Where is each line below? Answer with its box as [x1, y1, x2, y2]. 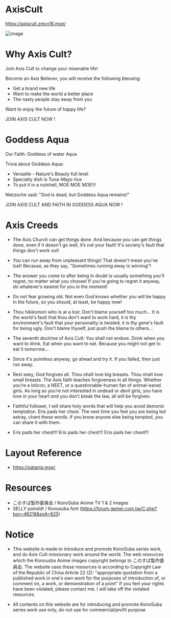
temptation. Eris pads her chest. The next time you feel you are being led [12, 408, 166, 415]
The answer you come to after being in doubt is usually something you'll [12, 273, 164, 279]
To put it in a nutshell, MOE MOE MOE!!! [12, 181, 96, 188]
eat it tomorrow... [12, 346, 49, 352]
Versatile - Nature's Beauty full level [12, 171, 88, 177]
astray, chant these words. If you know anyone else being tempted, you [12, 414, 163, 420]
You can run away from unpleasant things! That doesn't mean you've [12, 257, 158, 263]
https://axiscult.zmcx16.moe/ [5, 20, 66, 27]
